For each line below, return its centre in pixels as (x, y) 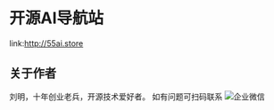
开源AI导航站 (57, 18)
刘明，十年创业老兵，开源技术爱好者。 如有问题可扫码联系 (116, 96)
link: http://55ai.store (46, 43)
